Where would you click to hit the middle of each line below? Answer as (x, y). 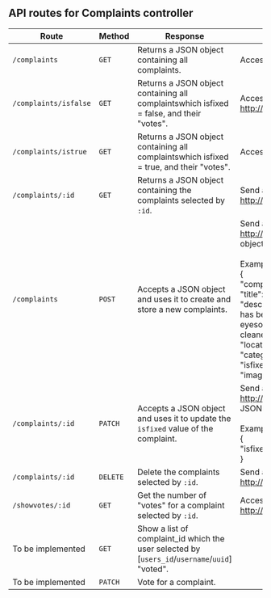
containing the (164, 190)
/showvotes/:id (42, 505)
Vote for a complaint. (176, 582)
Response (185, 36)
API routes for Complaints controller (101, 13)
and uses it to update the (184, 418)
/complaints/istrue (50, 152)
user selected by (169, 549)
